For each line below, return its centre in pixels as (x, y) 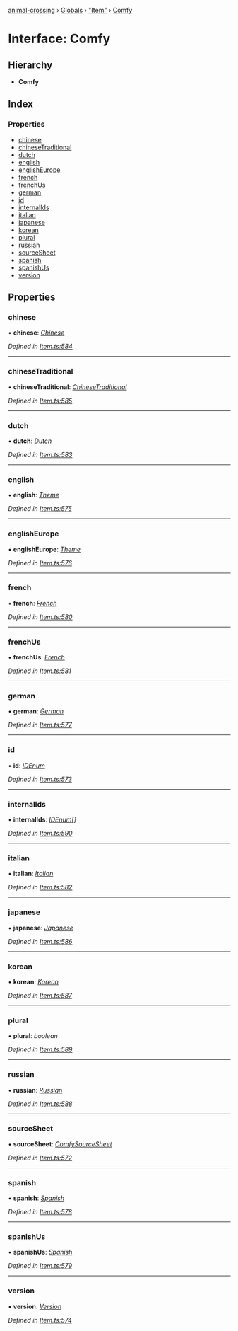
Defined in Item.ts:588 (40, 1104)
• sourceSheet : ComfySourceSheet (60, 1144)
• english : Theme (34, 495)
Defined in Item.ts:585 (40, 401)
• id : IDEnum (26, 765)
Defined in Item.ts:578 (40, 1212)
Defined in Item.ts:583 (40, 454)
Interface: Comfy (59, 39)
